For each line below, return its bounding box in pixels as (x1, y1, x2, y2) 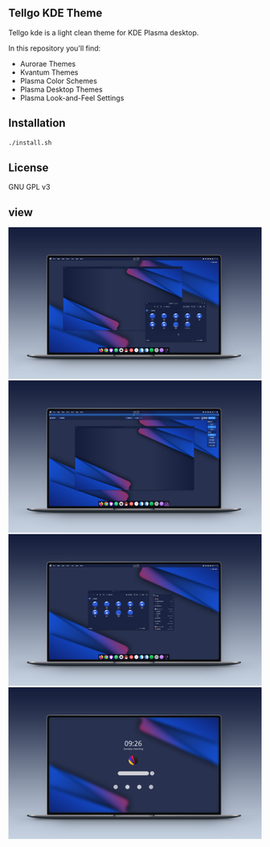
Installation (8, 117, 66, 130)
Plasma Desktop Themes (19, 84, 103, 94)
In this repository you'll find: (8, 43, 101, 53)
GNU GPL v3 (8, 182, 51, 192)
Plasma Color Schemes (19, 76, 98, 85)
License (8, 161, 49, 174)
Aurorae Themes (19, 59, 76, 68)
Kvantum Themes (19, 68, 79, 77)
